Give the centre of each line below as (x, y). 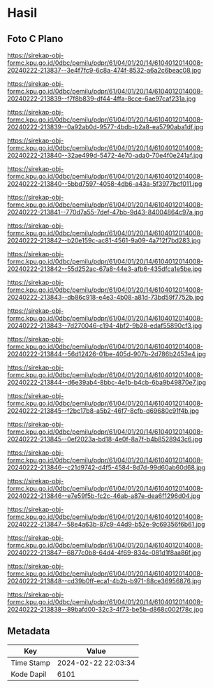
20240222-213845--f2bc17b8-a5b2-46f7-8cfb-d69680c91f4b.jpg (103, 411)
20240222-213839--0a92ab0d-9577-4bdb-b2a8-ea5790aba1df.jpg (105, 127)
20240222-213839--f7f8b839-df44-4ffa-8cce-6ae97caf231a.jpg (102, 98)
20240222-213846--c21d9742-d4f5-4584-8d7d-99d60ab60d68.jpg (106, 467)
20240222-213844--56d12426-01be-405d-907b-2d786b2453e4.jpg (106, 354)
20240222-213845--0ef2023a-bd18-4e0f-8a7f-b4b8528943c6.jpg (105, 439)
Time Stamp (31, 663)
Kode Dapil (29, 674)
